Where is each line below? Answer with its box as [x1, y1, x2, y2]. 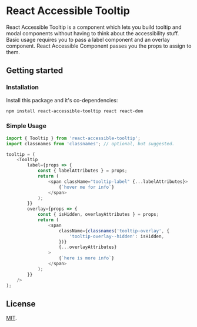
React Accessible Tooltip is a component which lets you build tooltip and [6, 24, 182, 31]
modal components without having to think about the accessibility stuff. [6, 29, 179, 36]
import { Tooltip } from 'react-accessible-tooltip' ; [6, 135, 141, 141]
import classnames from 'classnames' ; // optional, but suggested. [6, 141, 175, 146]
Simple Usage [6, 122, 47, 130]
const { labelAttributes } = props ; [37, 168, 128, 174]
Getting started [6, 66, 64, 76]
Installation [6, 84, 39, 92]
